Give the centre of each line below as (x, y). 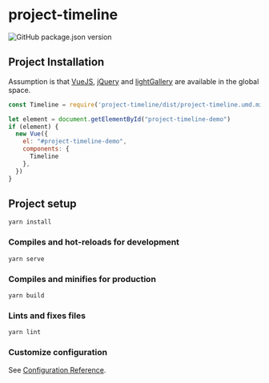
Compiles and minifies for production (82, 279)
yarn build (26, 295)
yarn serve (26, 259)
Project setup (43, 203)
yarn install (30, 222)
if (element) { (34, 127)
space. (20, 90)
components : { (46, 149)
